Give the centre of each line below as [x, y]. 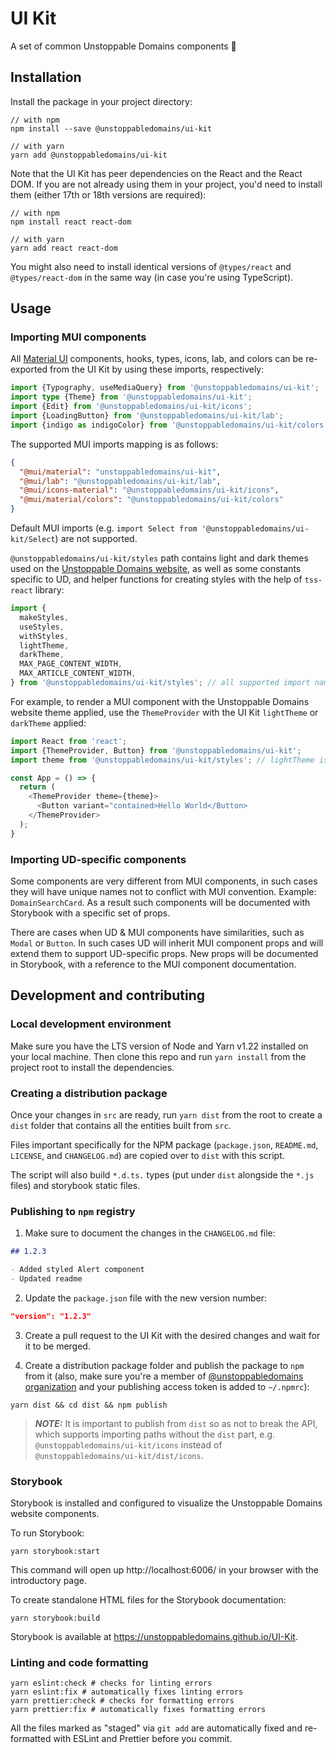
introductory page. [49, 1581]
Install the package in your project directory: [101, 101]
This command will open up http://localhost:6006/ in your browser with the [164, 1570]
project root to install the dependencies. [92, 1067]
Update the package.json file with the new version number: [146, 1298]
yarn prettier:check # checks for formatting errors [122, 1701]
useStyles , [42, 627]
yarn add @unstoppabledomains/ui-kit [89, 155]
